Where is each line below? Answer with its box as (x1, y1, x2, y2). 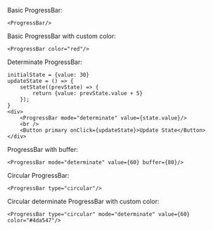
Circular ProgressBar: (7, 172, 70, 179)
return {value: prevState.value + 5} (32, 90, 143, 97)
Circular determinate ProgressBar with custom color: (7, 197, 160, 205)
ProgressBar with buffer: (7, 146, 79, 153)
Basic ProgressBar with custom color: (7, 32, 116, 40)
